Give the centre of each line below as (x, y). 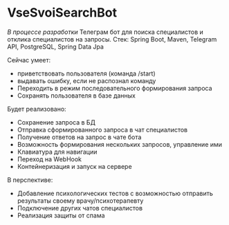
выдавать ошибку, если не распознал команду (86, 80)
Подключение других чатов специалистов (80, 208)
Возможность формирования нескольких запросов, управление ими (120, 144)
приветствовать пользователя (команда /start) (86, 73)
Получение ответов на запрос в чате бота (79, 137)
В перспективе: (30, 180)
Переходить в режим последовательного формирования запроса (114, 88)
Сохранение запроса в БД (56, 122)
